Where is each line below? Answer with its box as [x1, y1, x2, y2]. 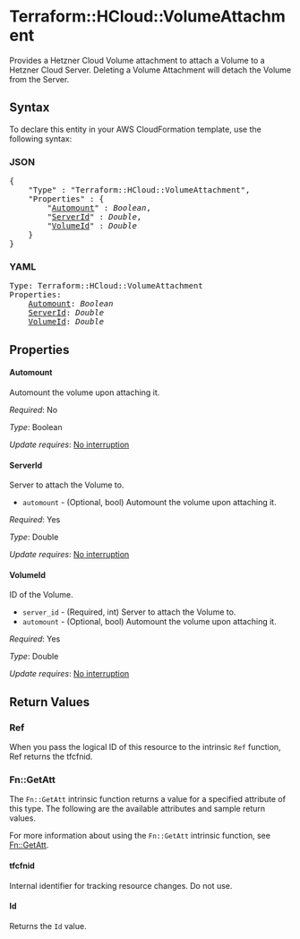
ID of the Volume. [9, 590, 73, 600]
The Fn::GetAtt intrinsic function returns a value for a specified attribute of [9, 794, 287, 805]
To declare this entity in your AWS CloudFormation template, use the [9, 124, 261, 134]
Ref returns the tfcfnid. [9, 751, 93, 762]
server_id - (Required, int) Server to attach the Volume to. [21, 607, 236, 617]
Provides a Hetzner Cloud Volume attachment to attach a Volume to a [9, 55, 266, 65]
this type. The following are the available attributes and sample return [9, 804, 266, 814]
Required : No [9, 404, 58, 415]
